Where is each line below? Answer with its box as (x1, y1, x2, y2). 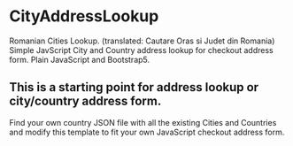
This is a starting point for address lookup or (9, 80, 259, 95)
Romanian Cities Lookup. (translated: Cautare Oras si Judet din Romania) (9, 35, 275, 46)
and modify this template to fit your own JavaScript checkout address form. (9, 127, 285, 137)
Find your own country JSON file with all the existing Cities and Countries (9, 117, 277, 127)
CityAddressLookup (9, 6, 159, 27)
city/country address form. (9, 94, 162, 109)
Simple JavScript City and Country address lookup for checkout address (9, 44, 274, 55)
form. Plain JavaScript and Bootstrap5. (9, 54, 150, 65)
